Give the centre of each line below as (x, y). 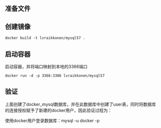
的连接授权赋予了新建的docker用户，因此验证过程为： (59, 110)
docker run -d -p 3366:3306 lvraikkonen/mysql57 (55, 76)
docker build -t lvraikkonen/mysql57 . (45, 38)
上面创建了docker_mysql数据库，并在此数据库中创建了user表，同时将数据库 (80, 104)
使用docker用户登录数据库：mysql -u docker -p (52, 120)
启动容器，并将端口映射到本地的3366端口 (46, 67)
